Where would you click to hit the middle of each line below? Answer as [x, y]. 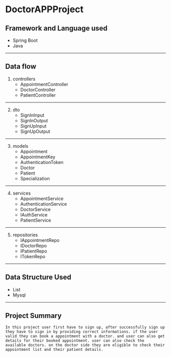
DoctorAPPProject [45, 9]
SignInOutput [34, 120]
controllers [24, 79]
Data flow [21, 66]
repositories [25, 235]
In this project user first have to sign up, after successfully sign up [85, 327]
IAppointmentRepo [40, 240]
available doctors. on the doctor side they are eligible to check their [85, 345]
